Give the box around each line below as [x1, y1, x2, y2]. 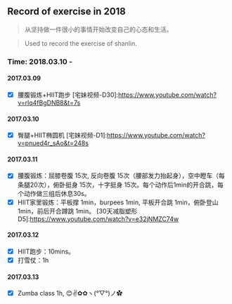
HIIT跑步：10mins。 [17, 247, 75, 256]
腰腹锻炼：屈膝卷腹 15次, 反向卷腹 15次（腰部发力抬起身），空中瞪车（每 [17, 171, 225, 180]
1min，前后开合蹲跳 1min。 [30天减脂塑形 [17, 206, 138, 215]
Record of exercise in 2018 [7, 6, 127, 18]
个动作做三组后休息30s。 [17, 189, 91, 197]
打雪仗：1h [17, 256, 49, 264]
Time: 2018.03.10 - [7, 56, 72, 66]
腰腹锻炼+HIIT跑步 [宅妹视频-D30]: [17, 91, 119, 99]
